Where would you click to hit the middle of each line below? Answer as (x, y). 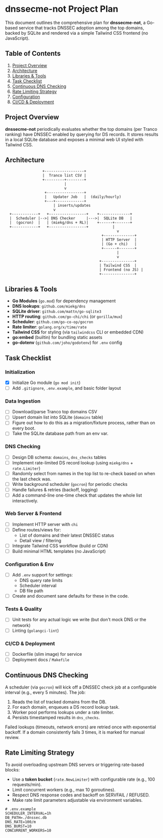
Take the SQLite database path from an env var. (60, 433)
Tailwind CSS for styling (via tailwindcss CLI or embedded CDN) (78, 332)
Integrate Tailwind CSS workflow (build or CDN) (60, 546)
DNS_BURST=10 (18, 826)
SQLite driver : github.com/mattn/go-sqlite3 (57, 311)
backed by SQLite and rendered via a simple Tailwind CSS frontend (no (77, 33)
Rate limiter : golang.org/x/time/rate (49, 327)
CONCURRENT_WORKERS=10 (28, 830)
